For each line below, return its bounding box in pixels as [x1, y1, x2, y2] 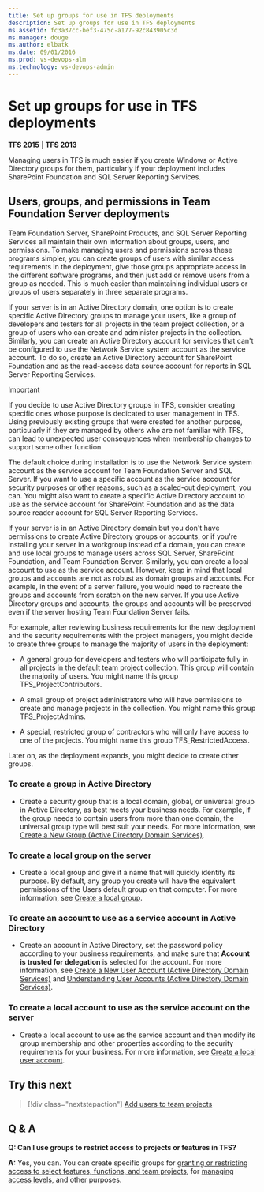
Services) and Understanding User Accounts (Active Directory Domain [19, 974, 249, 983]
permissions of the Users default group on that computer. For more [19, 885, 238, 894]
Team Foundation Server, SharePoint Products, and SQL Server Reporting [8, 228, 247, 238]
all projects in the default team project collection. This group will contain [19, 663, 255, 672]
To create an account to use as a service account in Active [8, 913, 236, 924]
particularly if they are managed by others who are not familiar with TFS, [8, 425, 244, 434]
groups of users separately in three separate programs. [8, 287, 188, 296]
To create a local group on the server [8, 850, 152, 861]
